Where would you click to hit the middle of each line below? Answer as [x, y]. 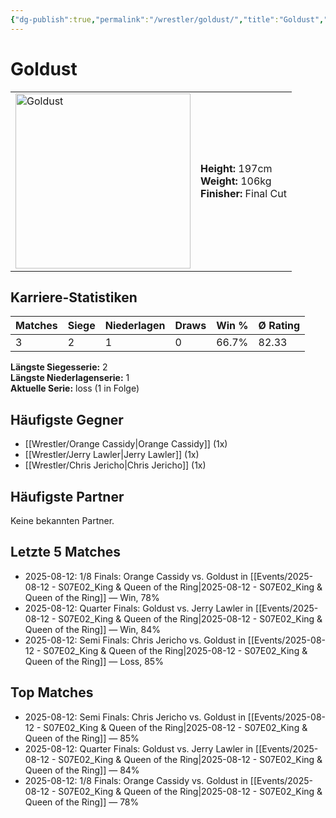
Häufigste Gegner [67, 419]
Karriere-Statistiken [74, 297]
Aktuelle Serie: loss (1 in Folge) [75, 388]
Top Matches [52, 692]
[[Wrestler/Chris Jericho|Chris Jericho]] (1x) [115, 465]
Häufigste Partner [67, 496]
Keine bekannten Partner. [62, 520]
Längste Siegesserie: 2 [59, 367]
